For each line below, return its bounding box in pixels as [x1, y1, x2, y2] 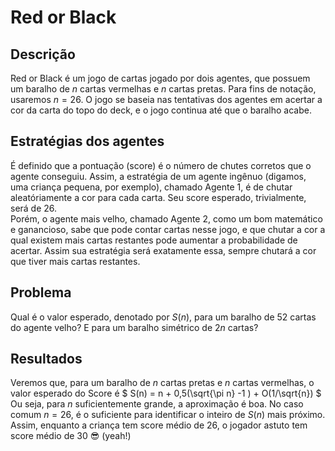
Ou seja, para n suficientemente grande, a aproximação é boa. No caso [10, 398, 304, 410]
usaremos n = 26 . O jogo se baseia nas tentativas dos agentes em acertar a [10, 94, 323, 105]
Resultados [10, 351, 83, 368]
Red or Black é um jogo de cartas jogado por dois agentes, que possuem [10, 72, 311, 84]
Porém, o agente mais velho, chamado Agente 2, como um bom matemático [10, 212, 323, 225]
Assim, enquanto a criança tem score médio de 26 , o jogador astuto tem [10, 419, 308, 431]
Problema [10, 284, 72, 301]
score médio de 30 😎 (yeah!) [10, 430, 132, 442]
